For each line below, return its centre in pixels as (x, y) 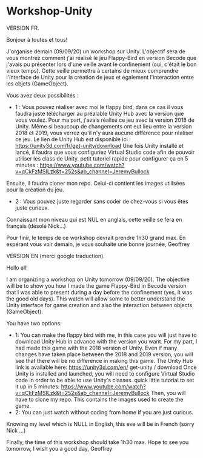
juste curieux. (32, 208)
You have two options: (34, 323)
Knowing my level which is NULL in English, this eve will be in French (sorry (101, 424)
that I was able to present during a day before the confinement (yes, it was (99, 292)
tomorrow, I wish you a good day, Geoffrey (59, 448)
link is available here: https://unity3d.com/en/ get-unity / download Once (106, 367)
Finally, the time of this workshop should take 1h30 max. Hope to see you (98, 442)
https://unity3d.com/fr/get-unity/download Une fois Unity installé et (99, 145)
